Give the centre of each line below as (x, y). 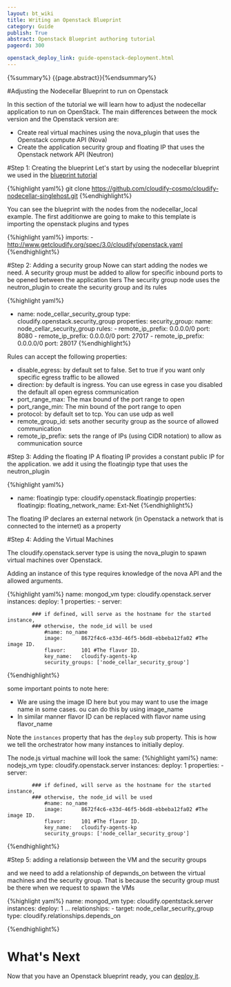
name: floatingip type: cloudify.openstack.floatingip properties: (107, 498)
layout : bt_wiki (30, 13)
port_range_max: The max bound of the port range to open (101, 399)
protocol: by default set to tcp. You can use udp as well (95, 414)
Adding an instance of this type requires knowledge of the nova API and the (115, 573)
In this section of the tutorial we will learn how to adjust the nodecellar (107, 104)
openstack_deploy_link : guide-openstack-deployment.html (91, 58)
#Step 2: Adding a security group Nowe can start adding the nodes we (108, 265)
